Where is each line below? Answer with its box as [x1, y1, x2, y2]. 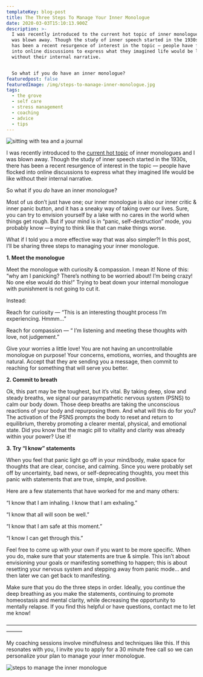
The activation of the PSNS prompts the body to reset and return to [6, 413, 173, 421]
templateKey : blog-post [6, 8, 66, 15]
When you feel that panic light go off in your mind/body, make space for [6, 456, 185, 464]
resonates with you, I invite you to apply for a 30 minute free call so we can [6, 646, 193, 653]
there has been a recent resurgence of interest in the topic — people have [6, 162, 190, 170]
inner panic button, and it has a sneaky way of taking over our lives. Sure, [6, 205, 189, 212]
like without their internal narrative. [6, 175, 93, 182]
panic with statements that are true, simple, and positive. [6, 476, 147, 483]
